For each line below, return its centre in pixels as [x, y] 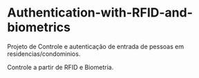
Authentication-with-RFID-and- [100, 13]
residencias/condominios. [44, 54]
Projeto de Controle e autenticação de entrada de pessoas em [96, 46]
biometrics [39, 27]
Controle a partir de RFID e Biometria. [60, 67]
